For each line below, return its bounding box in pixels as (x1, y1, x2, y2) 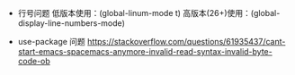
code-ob (17, 56, 51, 66)
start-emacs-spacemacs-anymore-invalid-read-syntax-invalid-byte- (17, 46, 273, 56)
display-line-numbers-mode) (17, 18, 126, 29)
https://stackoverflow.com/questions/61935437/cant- (86, 37, 286, 46)
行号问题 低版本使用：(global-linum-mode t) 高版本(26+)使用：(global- (17, 8, 281, 18)
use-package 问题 (17, 37, 85, 46)
